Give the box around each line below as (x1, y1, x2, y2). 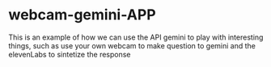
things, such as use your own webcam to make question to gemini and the (8, 40, 256, 50)
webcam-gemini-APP (8, 6, 156, 24)
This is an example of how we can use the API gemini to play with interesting (8, 32, 264, 42)
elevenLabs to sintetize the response (8, 49, 131, 59)
